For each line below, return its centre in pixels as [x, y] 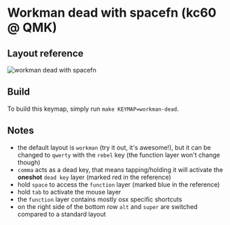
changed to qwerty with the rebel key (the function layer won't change [118, 155]
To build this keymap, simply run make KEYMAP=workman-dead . [93, 109]
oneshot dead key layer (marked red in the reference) [94, 177]
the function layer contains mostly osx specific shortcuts [100, 199]
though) [29, 162]
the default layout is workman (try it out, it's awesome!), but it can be [114, 147]
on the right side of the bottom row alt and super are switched [107, 206]
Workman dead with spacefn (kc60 [112, 13]
